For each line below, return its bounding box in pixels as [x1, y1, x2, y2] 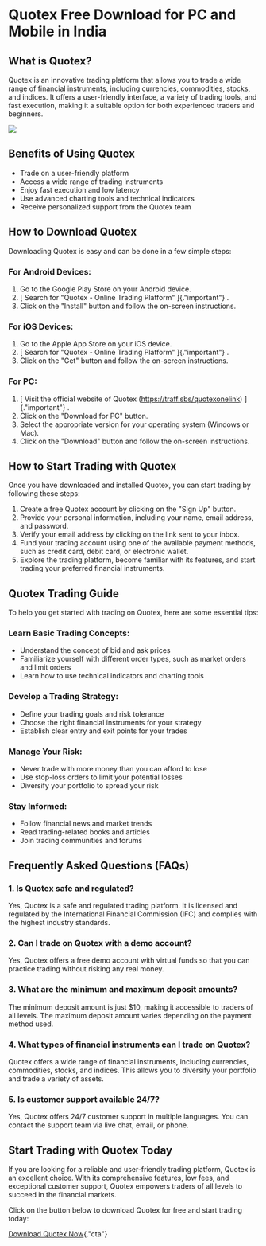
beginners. [8, 109, 44, 119]
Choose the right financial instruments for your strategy [19, 717, 202, 727]
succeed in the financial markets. [8, 1190, 117, 1200]
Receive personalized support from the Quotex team [19, 201, 192, 212]
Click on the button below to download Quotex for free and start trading [8, 1205, 243, 1215]
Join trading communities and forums [19, 836, 143, 846]
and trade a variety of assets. [8, 1073, 105, 1084]
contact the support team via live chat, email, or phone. [8, 1120, 189, 1130]
